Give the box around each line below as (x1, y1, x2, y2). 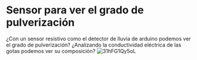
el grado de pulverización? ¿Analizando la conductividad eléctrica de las (6, 41, 182, 48)
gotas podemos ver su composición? (6, 47, 96, 54)
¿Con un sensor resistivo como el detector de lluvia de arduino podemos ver (6, 35, 191, 42)
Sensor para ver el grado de (6, 3, 144, 17)
